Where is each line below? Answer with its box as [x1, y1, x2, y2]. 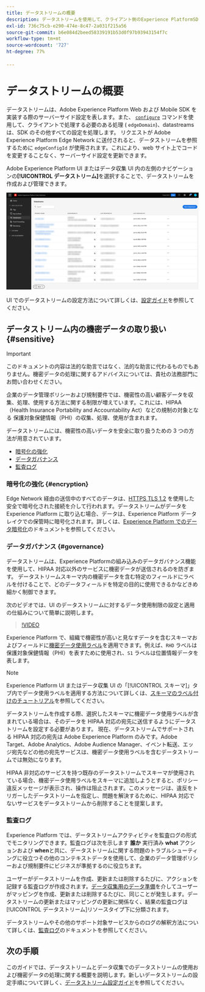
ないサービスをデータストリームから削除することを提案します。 [6, 800, 167, 807]
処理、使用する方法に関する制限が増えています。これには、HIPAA [16, 398, 182, 406]
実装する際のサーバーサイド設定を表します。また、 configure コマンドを [6, 113, 189, 121]
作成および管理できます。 [6, 180, 70, 187]
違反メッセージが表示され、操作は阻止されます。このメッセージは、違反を [6, 784, 193, 792]
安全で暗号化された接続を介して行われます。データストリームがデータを [6, 502, 187, 510]
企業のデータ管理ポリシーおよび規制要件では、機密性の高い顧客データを [6, 391, 188, 398]
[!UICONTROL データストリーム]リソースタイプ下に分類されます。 [6, 906, 172, 913]
